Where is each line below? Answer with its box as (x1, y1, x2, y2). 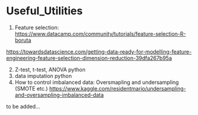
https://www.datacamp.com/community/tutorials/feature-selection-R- (14, 30, 186, 37)
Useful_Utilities (6, 4, 83, 18)
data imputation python (14, 72, 73, 79)
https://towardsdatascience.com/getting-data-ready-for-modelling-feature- (6, 48, 192, 55)
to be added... (6, 102, 40, 110)
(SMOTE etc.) (14, 85, 48, 92)
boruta (14, 36, 32, 43)
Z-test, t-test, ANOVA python (14, 66, 86, 73)
